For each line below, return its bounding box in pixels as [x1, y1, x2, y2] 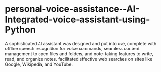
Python [5, 24, 36, 35]
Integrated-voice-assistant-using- [5, 14, 150, 25]
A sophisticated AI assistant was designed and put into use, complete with [5, 40, 157, 46]
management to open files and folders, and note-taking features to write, [5, 50, 154, 57]
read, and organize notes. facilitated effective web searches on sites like [5, 56, 153, 62]
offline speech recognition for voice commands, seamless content [5, 46, 140, 51]
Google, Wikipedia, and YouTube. [5, 61, 73, 67]
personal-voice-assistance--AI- [5, 3, 140, 15]
